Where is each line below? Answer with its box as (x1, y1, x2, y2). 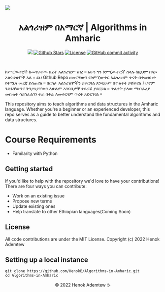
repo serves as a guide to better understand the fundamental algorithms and (5, 111, 161, 117)
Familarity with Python (12, 150, 58, 156)
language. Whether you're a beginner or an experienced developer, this (5, 106, 150, 112)
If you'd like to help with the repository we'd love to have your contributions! (5, 178, 160, 184)
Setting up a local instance (5, 255, 89, 264)
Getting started (5, 165, 53, 173)
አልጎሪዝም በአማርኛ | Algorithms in (18, 22, 147, 33)
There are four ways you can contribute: (5, 183, 87, 189)
